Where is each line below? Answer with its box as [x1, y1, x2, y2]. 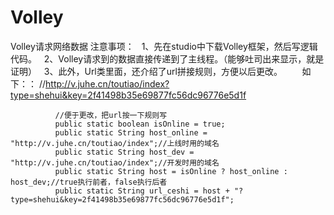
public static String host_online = [54, 127, 208, 138]
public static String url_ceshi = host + [54, 186, 230, 196]
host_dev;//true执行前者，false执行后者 [10, 177, 168, 187]
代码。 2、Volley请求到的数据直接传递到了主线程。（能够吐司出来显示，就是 [10, 52, 325, 65]
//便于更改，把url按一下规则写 [54, 110, 168, 120]
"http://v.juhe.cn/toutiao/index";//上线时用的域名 [10, 138, 220, 148]
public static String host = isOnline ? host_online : [54, 166, 288, 176]
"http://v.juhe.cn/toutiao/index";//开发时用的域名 [10, 157, 220, 168]
